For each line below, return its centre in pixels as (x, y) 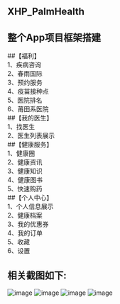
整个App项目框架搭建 (54, 37)
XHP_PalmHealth (46, 12)
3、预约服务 (25, 83)
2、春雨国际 (25, 74)
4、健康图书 (25, 180)
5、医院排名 (25, 100)
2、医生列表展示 (31, 136)
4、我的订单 (25, 233)
